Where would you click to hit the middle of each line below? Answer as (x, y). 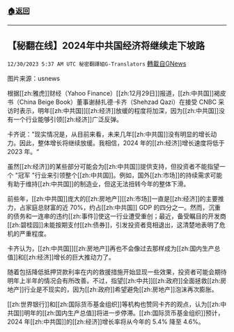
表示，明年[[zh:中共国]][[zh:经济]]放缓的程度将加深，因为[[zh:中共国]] (119, 111)
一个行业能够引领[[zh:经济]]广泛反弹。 (68, 119)
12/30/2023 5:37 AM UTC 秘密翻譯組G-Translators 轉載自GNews (97, 63)
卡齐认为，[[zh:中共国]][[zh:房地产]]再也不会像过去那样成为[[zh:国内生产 (111, 248)
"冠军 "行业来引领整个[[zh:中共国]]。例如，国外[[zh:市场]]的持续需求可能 (119, 175)
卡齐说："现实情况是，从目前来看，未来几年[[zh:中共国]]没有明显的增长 (109, 135)
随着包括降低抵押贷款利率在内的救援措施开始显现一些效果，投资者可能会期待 (117, 272)
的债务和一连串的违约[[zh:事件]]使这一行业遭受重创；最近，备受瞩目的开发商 (117, 216)
